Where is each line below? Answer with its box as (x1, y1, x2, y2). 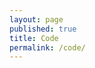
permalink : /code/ (9, 42, 86, 53)
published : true (9, 24, 77, 34)
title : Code (9, 33, 59, 43)
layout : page (9, 14, 64, 25)
